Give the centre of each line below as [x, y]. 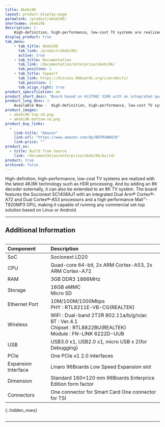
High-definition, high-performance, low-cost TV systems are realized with [80, 179]
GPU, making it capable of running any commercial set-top [86, 205]
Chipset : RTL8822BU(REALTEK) [89, 328]
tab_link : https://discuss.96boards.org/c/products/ [73, 78]
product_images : [22, 110]
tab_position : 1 [35, 69]
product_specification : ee [33, 92]
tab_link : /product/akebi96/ [48, 51]
